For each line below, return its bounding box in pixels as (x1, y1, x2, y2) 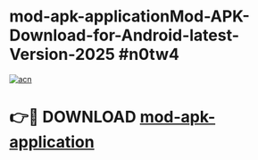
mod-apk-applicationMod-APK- (9, 6, 250, 27)
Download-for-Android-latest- (9, 25, 239, 46)
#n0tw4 (118, 45, 180, 64)
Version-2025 (9, 45, 116, 64)
